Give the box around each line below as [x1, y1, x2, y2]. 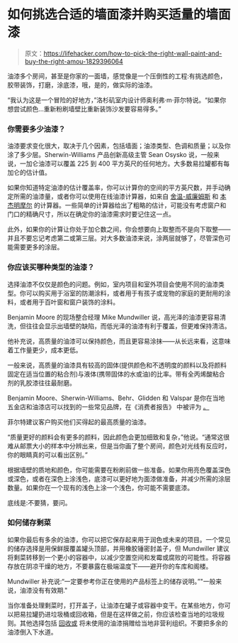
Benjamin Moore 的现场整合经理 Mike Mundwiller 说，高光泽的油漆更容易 [7, 313, 220, 321]
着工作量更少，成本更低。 [7, 345, 82, 354]
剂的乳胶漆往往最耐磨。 [7, 378, 76, 387]
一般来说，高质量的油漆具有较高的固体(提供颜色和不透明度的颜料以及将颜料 [7, 360, 227, 369]
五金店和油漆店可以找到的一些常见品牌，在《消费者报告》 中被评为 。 [7, 402, 210, 411]
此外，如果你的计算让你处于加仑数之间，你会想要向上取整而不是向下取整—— [7, 225, 231, 234]
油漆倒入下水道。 [7, 627, 57, 636]
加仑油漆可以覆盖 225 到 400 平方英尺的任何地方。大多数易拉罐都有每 [25, 159, 230, 168]
